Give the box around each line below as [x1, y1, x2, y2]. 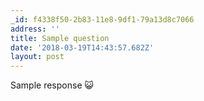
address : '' [10, 24, 60, 34]
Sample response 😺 [10, 79, 95, 91]
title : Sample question [10, 33, 110, 43]
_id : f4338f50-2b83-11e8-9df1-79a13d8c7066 [10, 14, 195, 25]
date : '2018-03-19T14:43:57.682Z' [10, 42, 155, 53]
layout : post [10, 52, 65, 62]
